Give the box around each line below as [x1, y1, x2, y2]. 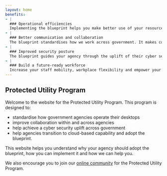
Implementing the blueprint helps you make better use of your [9, 26, 143, 31]
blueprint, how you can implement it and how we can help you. [5, 150, 134, 156]
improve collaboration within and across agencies [12, 119, 114, 125]
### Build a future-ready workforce [9, 63, 85, 68]
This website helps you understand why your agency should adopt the [5, 145, 149, 151]
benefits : [5, 12, 26, 17]
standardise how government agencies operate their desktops [12, 114, 140, 120]
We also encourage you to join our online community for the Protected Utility [5, 160, 162, 166]
